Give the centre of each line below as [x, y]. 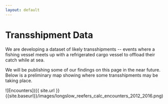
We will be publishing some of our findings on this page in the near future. [83, 70]
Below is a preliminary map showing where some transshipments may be [82, 75]
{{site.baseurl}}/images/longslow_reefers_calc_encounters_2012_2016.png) [85, 96]
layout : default [22, 10]
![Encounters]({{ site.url [30, 90]
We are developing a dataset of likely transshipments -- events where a [80, 49]
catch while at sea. [25, 60]
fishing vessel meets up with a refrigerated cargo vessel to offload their [80, 54]
